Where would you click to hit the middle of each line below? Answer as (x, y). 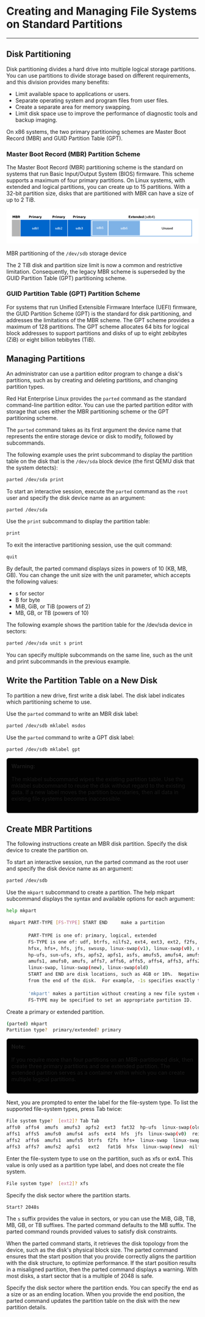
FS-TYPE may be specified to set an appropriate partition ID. (110, 1000)
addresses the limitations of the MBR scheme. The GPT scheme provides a (100, 320)
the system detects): (32, 467)
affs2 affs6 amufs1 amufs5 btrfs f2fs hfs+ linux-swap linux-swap (103, 1140)
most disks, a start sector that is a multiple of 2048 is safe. (80, 1276)
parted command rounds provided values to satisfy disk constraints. (92, 1232)
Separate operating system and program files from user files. (92, 100)
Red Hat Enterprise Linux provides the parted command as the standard (97, 398)
